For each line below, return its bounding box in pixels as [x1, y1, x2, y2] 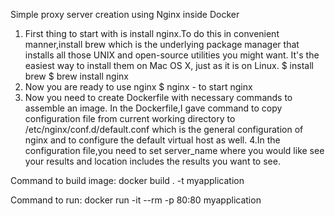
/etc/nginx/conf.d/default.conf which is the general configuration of [24, 124, 304, 135]
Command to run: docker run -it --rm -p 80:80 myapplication [10, 194, 262, 206]
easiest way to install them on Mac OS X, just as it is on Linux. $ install [24, 60, 314, 71]
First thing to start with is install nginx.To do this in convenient [24, 28, 280, 39]
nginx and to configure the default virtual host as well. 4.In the [24, 134, 281, 146]
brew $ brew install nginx [24, 70, 129, 82]
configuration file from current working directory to [24, 113, 236, 124]
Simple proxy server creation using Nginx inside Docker [10, 9, 240, 20]
